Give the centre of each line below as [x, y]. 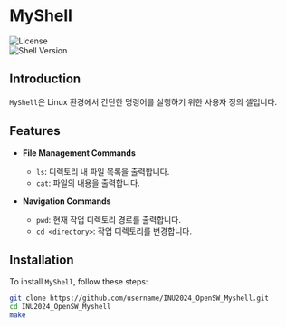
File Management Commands [79, 153]
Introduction [45, 79]
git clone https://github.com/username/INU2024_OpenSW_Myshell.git [139, 298]
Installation [42, 260]
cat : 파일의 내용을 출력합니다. [88, 183]
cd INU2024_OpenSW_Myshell [60, 307]
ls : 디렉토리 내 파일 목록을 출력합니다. [103, 171]
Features [35, 131]
